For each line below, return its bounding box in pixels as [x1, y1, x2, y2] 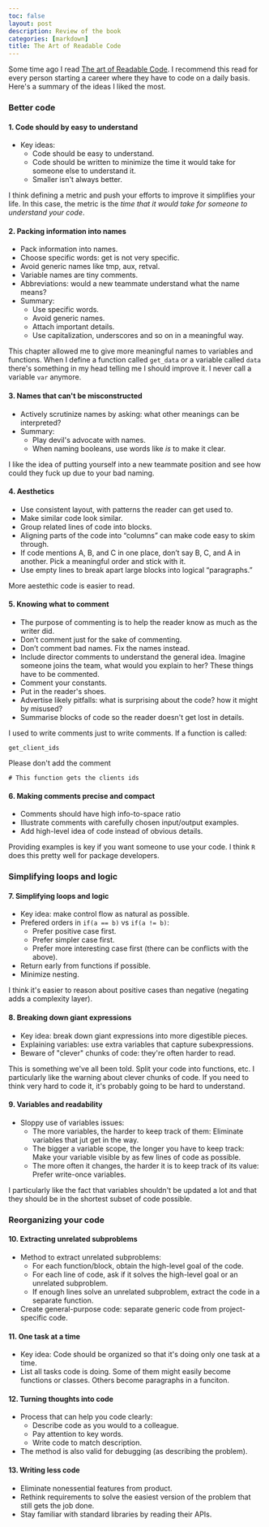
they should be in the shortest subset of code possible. [8, 1194, 193, 1204]
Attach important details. [32, 322, 115, 332]
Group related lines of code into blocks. [19, 522, 152, 531]
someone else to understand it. [32, 166, 136, 176]
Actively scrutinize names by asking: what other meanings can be [19, 409, 240, 419]
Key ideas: [19, 140, 55, 150]
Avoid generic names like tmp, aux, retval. [19, 262, 160, 271]
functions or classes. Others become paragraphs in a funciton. [19, 1375, 229, 1386]
